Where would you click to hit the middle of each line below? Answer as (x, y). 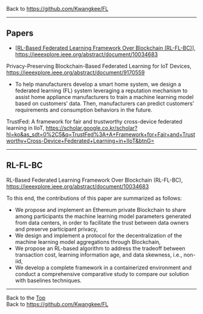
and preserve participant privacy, (56, 229)
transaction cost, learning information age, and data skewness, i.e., (98, 255)
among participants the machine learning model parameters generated (103, 216)
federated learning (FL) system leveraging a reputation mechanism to (101, 91)
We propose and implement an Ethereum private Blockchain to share (100, 210)
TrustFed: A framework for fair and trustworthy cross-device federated (94, 121)
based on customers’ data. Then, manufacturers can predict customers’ (105, 103)
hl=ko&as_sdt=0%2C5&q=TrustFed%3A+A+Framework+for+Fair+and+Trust (101, 134)
